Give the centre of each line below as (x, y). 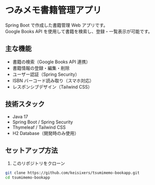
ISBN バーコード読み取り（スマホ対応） (53, 80)
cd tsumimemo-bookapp (28, 178)
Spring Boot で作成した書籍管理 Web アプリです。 (56, 25)
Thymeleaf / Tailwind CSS (39, 127)
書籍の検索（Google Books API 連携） (51, 62)
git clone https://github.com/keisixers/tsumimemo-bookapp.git (72, 173)
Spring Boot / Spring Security (43, 122)
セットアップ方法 (31, 150)
